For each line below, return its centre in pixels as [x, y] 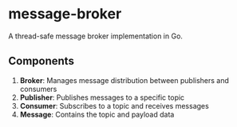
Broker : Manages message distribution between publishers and [124, 80]
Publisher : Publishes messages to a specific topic [102, 97]
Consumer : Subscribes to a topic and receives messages [114, 105]
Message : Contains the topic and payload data [97, 114]
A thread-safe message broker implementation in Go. [96, 36]
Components [41, 61]
